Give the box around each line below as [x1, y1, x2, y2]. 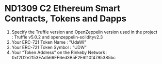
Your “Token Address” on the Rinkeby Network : [11, 49, 108, 55]
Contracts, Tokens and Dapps [4, 13, 127, 24]
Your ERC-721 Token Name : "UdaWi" [11, 39, 87, 45]
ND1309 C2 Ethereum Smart [4, 3, 121, 14]
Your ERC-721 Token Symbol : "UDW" [11, 44, 87, 50]
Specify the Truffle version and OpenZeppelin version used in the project [11, 29, 158, 35]
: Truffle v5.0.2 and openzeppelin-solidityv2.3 [11, 34, 103, 40]
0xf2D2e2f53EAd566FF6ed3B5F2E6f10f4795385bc [11, 54, 116, 60]
